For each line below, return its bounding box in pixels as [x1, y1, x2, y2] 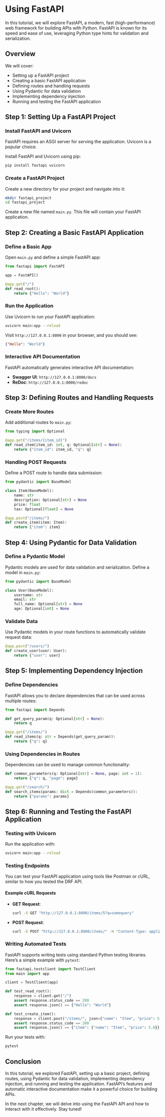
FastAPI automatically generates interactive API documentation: [5, 364, 134, 370]
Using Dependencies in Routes [5, 750, 80, 757]
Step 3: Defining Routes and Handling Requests [5, 394, 154, 402]
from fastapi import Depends [5, 707, 65, 712]
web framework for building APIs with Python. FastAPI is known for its [5, 25, 147, 31]
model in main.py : [5, 569, 41, 575]
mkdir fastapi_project [5, 196, 52, 200]
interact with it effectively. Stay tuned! [5, 1106, 82, 1112]
